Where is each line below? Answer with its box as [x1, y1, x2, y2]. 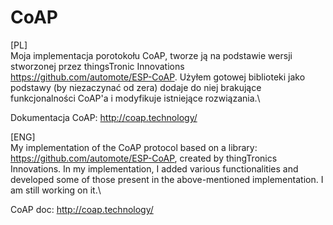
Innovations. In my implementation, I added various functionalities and [10, 162, 299, 175]
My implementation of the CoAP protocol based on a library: [10, 141, 258, 153]
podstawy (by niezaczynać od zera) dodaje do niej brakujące [10, 81, 262, 93]
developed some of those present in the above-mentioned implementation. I [10, 173, 324, 185]
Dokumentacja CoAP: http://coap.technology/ [10, 111, 198, 123]
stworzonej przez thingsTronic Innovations [10, 60, 185, 72]
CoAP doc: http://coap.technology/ [10, 203, 154, 215]
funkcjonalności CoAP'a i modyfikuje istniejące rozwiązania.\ [10, 92, 261, 104]
